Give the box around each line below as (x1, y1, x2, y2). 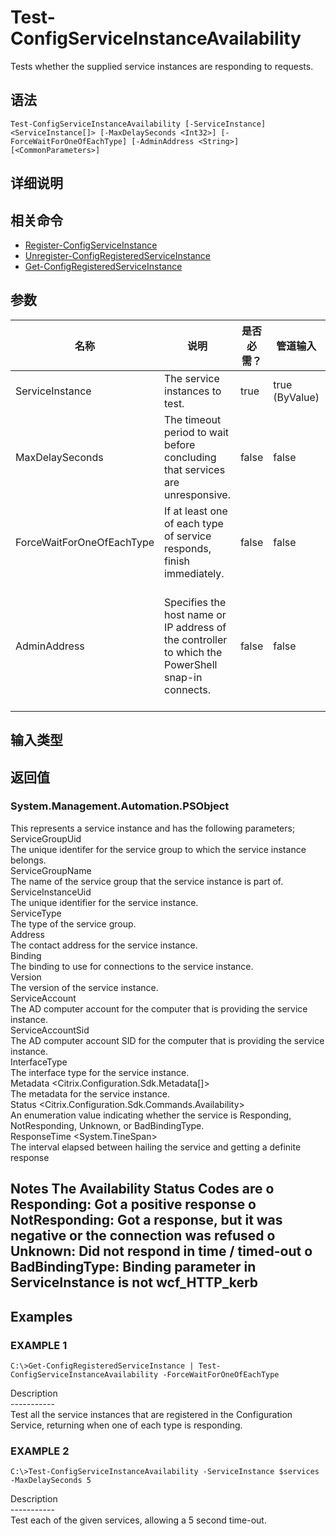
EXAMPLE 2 (10, 1444, 70, 1458)
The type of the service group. (10, 917, 137, 930)
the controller (164, 632, 228, 646)
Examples (10, 1308, 73, 1325)
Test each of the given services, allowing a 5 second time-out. (10, 1514, 267, 1526)
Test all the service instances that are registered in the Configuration (10, 1408, 293, 1420)
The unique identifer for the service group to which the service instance (10, 843, 307, 855)
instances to (164, 384, 222, 398)
